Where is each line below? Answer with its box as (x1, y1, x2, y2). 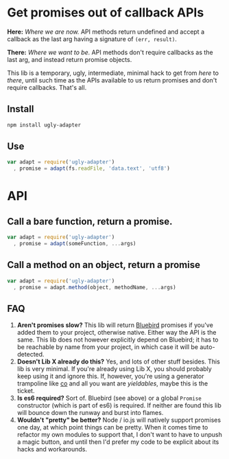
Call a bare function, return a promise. (7, 215, 173, 227)
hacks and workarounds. (16, 445, 88, 454)
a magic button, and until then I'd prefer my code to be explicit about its (16, 438, 219, 446)
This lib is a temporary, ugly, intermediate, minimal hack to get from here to (7, 69, 219, 77)
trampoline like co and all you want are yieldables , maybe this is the (16, 379, 208, 388)
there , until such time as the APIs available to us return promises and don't (7, 76, 217, 84)
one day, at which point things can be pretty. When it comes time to (16, 423, 208, 432)
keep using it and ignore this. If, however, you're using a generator (16, 372, 204, 381)
